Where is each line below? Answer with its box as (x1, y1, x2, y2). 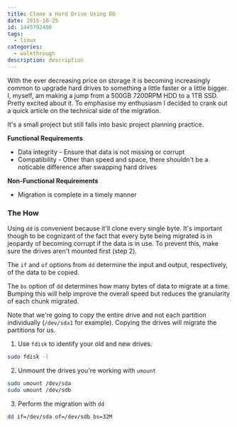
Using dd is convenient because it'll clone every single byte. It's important (7, 225, 222, 233)
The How (7, 207, 39, 217)
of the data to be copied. (7, 268, 79, 277)
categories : (7, 43, 43, 50)
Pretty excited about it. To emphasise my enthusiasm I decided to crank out (7, 99, 228, 107)
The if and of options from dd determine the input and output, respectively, (7, 261, 228, 269)
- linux (13, 37, 37, 44)
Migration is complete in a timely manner (17, 190, 137, 199)
